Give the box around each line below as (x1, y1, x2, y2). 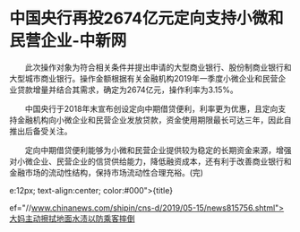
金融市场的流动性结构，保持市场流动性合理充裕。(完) (9, 167, 204, 177)
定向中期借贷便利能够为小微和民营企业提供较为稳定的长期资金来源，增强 (24, 144, 292, 155)
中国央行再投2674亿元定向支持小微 (9, 8, 269, 29)
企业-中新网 (40, 30, 127, 51)
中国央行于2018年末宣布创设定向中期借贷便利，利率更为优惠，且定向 (24, 103, 279, 114)
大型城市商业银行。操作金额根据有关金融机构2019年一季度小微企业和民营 (9, 73, 279, 83)
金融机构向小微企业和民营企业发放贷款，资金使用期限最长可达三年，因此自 (16, 114, 292, 125)
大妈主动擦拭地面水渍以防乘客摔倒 (9, 212, 135, 224)
